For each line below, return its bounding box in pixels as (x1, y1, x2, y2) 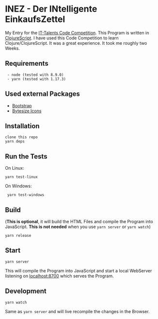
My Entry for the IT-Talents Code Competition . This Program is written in (5, 30, 149, 35)
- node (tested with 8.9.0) (7, 72, 64, 77)
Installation (5, 122, 40, 130)
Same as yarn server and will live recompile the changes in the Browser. (5, 308, 150, 314)
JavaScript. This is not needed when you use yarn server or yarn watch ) (5, 224, 151, 230)
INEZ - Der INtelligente (5, 3, 97, 15)
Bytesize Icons (12, 108, 42, 114)
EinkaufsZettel (5, 14, 65, 25)
